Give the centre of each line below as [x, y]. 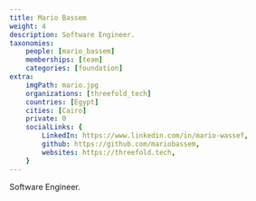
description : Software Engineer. [72, 34]
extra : [22, 77]
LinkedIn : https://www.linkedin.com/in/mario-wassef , [145, 136]
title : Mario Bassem [48, 18]
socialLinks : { [54, 128]
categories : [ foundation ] [75, 69]
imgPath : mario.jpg [62, 85]
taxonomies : [32, 43]
